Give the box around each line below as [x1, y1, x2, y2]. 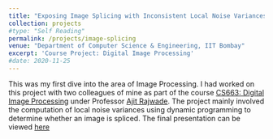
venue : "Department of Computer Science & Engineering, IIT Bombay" [8, 42, 245, 50]
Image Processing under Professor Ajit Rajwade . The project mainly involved [8, 96, 265, 106]
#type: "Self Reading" [8, 27, 85, 35]
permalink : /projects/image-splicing [8, 34, 136, 43]
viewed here [8, 122, 50, 132]
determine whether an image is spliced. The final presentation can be [8, 113, 241, 123]
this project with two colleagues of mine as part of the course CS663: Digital [8, 87, 265, 97]
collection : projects [8, 19, 82, 27]
